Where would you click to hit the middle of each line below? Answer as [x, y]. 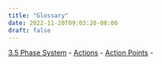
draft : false [30, 30]
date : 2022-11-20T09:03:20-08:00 [63, 23]
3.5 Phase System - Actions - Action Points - [81, 53]
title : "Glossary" [38, 15]
